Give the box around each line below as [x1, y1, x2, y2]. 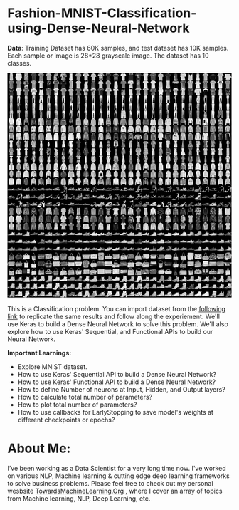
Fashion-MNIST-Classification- [7, 5, 197, 21]
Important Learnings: [7, 348, 72, 357]
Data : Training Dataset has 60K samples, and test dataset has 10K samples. [7, 43, 229, 52]
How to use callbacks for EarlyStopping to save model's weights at [17, 407, 213, 416]
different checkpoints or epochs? [17, 415, 115, 424]
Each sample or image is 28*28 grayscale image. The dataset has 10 [7, 51, 209, 60]
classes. [7, 58, 32, 67]
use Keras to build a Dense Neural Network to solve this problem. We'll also [7, 319, 229, 328]
